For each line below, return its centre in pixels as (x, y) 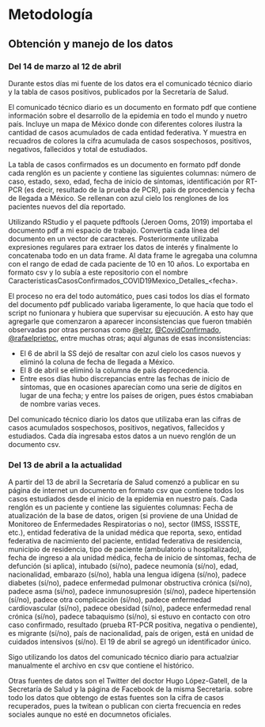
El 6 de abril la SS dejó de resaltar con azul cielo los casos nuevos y (130, 353)
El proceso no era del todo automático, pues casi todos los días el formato (129, 296)
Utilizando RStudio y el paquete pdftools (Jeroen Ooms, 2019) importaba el (131, 222)
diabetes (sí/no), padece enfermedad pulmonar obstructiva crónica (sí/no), (130, 583)
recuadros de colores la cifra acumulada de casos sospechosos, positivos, (130, 141)
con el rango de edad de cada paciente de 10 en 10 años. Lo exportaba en (129, 263)
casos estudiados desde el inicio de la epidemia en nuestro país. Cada (123, 499)
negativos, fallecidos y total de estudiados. (78, 149)
